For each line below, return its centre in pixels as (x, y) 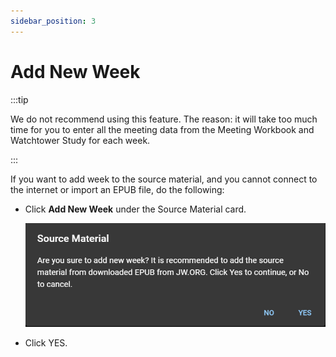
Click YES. (46, 342)
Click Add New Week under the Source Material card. (135, 209)
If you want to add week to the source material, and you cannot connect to (164, 179)
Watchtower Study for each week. (80, 140)
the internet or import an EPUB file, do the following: (117, 189)
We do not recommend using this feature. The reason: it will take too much (164, 119)
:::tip (19, 99)
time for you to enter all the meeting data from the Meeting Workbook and (162, 129)
